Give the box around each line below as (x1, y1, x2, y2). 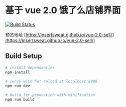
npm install (5, 69, 30, 75)
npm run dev (5, 83, 30, 88)
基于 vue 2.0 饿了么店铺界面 (5, 4, 121, 16)
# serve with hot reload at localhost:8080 (5, 78, 98, 84)
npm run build (5, 97, 35, 102)
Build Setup (5, 52, 42, 60)
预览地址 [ (5, 31, 26, 37)
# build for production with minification (5, 92, 95, 97)
